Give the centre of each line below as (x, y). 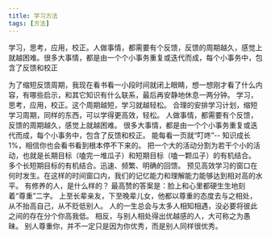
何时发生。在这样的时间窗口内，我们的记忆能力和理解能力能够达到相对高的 (132, 175)
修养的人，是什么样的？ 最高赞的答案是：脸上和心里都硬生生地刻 (138, 186)
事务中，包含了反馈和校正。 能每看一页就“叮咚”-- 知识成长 (154, 135)
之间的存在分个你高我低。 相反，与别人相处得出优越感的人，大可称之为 (126, 215)
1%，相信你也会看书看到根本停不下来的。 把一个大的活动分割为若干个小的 (131, 145)
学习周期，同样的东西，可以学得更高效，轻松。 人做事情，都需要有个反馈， (133, 115)
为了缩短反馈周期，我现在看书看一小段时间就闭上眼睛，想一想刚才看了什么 (132, 85)
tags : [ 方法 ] (29, 23)
